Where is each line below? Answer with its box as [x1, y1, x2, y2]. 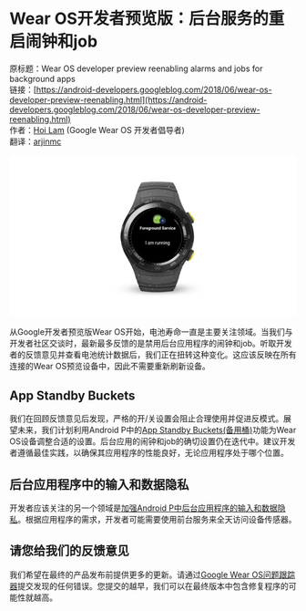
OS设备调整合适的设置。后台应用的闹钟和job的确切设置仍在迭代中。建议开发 [9, 436, 296, 447]
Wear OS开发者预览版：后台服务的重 [9, 8, 285, 29]
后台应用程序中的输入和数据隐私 [9, 476, 189, 492]
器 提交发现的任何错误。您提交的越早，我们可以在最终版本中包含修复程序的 [9, 580, 289, 591]
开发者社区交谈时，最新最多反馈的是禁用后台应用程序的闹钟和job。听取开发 [9, 338, 293, 349]
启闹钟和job [9, 31, 98, 52]
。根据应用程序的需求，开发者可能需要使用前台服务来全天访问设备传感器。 [17, 514, 297, 525]
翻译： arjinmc [9, 136, 62, 147]
